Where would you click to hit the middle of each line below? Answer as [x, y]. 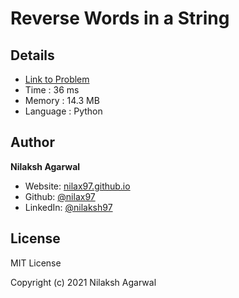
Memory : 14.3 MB [62, 100]
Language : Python [63, 111]
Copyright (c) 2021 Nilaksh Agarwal [83, 282]
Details [32, 55]
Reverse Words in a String [120, 18]
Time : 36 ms [52, 90]
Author [32, 142]
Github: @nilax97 [60, 196]
